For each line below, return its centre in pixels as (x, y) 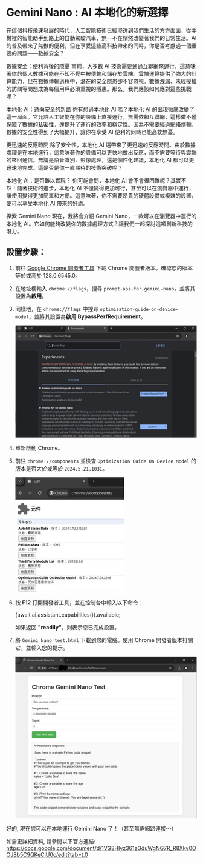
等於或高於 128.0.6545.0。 (48, 275)
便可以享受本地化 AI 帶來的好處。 (47, 203)
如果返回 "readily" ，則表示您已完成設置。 (67, 628)
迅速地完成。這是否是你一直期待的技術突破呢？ (64, 167)
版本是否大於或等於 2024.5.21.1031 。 (61, 469)
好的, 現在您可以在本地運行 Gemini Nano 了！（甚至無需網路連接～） (92, 828)
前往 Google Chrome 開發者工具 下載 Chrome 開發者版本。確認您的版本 (104, 268)
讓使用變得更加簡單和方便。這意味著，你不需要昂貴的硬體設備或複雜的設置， (101, 195)
